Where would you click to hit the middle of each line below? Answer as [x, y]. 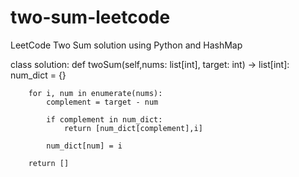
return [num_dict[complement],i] [133, 128]
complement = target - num [102, 102]
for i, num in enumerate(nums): [95, 93]
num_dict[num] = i [84, 146]
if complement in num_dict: [104, 119]
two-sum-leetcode [90, 17]
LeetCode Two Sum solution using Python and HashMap [126, 45]
